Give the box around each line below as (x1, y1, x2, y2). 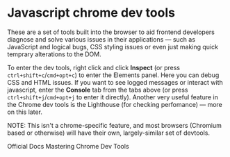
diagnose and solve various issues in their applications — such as (7, 35, 196, 43)
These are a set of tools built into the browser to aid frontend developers (7, 28, 215, 36)
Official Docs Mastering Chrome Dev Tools (7, 142, 130, 150)
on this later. (7, 108, 43, 116)
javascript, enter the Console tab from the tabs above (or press (7, 85, 188, 94)
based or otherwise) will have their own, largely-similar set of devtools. (7, 129, 211, 137)
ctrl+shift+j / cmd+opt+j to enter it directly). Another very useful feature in (7, 92, 219, 101)
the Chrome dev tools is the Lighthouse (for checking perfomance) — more (7, 100, 222, 108)
